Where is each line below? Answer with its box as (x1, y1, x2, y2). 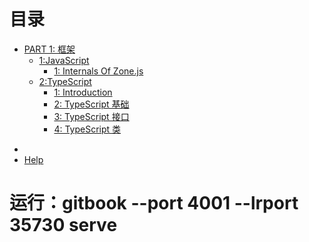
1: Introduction (53, 86, 113, 98)
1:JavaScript (38, 54, 90, 66)
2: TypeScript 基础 (53, 98, 130, 110)
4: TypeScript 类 (53, 123, 122, 135)
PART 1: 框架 (23, 43, 76, 55)
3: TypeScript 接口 (53, 110, 130, 122)
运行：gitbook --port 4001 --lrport (9, 192, 299, 215)
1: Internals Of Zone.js (53, 65, 144, 77)
